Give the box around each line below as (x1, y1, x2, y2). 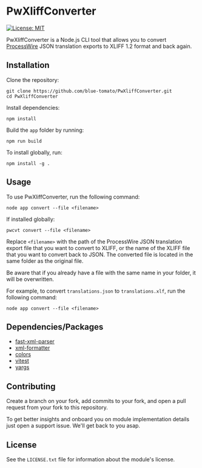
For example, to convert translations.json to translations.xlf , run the (6, 287, 186, 294)
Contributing (6, 381, 56, 392)
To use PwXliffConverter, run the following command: (6, 193, 140, 200)
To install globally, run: (6, 149, 62, 156)
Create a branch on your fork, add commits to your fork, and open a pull (6, 398, 186, 405)
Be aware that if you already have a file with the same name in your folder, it (6, 269, 196, 276)
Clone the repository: (6, 76, 59, 83)
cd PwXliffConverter (6, 93, 59, 100)
